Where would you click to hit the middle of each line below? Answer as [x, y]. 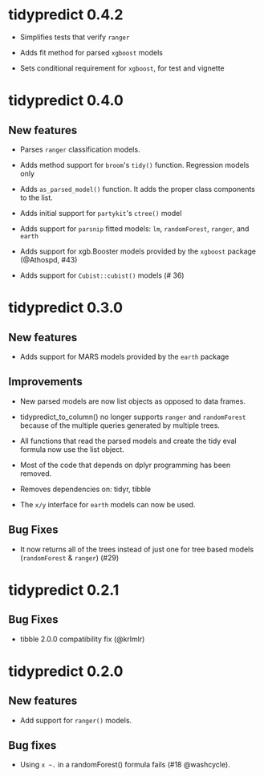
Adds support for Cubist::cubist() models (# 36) [102, 275]
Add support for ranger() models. [76, 720]
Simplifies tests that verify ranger [75, 37]
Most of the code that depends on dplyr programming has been [125, 465]
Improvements [45, 382]
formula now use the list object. [72, 449]
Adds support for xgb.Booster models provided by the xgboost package [138, 251]
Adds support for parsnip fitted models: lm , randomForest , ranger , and [134, 228]
